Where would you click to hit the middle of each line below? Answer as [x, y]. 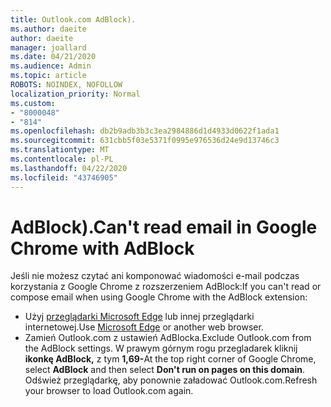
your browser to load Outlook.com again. [109, 391]
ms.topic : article [48, 76]
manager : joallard [48, 47]
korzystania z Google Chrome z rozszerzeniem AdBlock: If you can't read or [166, 287]
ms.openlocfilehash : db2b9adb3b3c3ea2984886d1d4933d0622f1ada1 [145, 131]
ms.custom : [33, 103]
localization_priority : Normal [75, 94]
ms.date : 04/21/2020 [53, 57]
